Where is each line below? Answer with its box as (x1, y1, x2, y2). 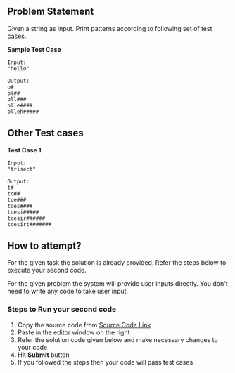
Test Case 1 (7, 145, 42, 154)
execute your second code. (7, 266, 87, 275)
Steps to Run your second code (7, 305, 117, 315)
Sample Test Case (7, 45, 61, 53)
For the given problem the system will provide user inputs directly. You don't (7, 280, 228, 288)
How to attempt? (7, 240, 82, 252)
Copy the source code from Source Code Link (17, 320, 151, 329)
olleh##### (7, 108, 39, 115)
